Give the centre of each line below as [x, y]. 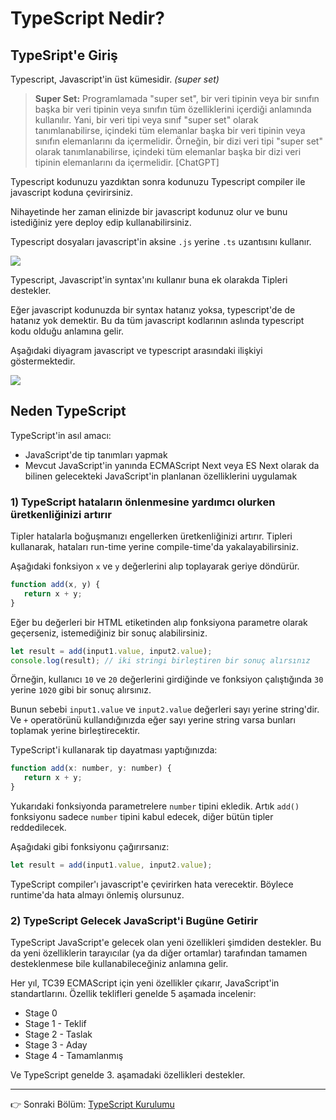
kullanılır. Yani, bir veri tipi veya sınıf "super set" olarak [146, 120]
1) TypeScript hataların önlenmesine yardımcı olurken [143, 502]
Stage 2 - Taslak [58, 1034]
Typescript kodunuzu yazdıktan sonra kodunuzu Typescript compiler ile [158, 181]
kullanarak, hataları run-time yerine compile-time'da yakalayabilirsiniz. [154, 547]
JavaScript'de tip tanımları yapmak [96, 454]
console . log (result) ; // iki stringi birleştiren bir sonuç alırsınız [160, 660]
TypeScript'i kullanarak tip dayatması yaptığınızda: [114, 750]
